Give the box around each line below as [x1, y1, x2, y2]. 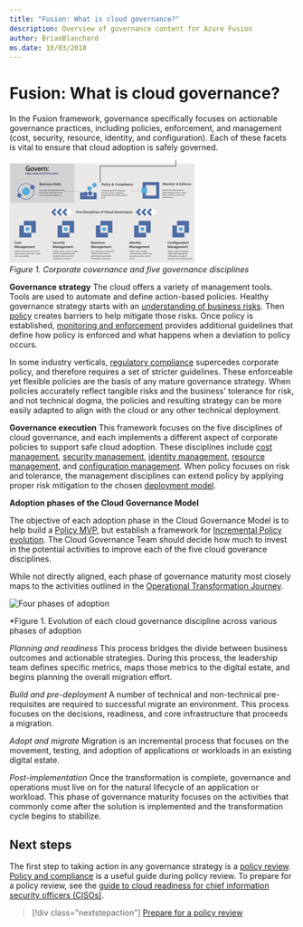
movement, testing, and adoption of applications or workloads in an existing [9, 745, 292, 756]
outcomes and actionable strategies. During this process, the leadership [9, 652, 279, 664]
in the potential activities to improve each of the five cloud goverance [9, 544, 268, 555]
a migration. [9, 718, 54, 729]
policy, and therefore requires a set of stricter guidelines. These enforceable [9, 366, 294, 377]
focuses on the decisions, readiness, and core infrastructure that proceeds [9, 708, 289, 719]
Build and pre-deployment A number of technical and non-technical [9, 689, 262, 700]
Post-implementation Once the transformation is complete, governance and [9, 772, 291, 783]
